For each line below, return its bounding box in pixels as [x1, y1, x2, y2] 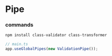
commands [5, 21, 34, 28]
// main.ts [5, 41, 28, 47]
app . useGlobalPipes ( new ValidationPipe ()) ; [5, 46, 98, 51]
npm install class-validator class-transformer [5, 32, 107, 38]
